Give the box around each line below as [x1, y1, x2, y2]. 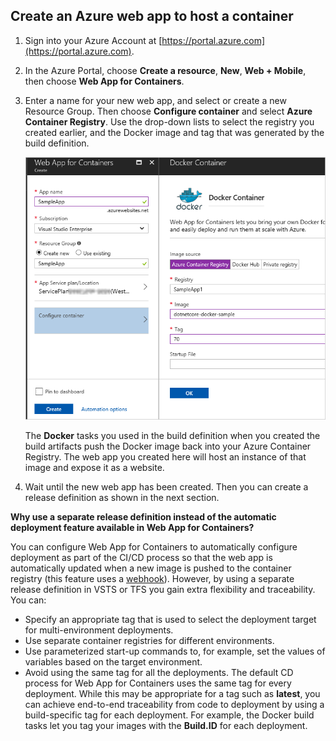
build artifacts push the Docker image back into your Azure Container [24, 440, 312, 453]
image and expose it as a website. [24, 462, 165, 474]
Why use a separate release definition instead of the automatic [10, 511, 277, 523]
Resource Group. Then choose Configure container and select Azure [24, 105, 313, 117]
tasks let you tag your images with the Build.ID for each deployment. [24, 720, 308, 732]
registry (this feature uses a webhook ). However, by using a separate [10, 573, 295, 585]
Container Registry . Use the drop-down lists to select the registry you [24, 115, 315, 128]
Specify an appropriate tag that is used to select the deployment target [24, 614, 317, 626]
